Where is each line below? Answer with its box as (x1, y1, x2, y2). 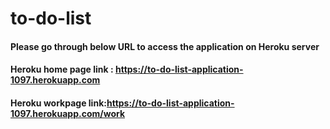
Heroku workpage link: (10, 97, 107, 109)
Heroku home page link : (10, 63, 114, 76)
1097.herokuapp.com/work (10, 107, 126, 119)
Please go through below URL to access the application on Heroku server (10, 40, 320, 52)
